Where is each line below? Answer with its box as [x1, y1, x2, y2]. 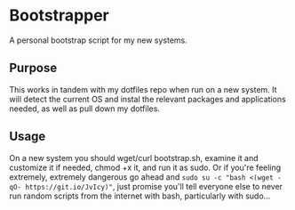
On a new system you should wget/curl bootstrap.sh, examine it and [9, 152, 259, 163]
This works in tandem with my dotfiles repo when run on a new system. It [9, 84, 277, 94]
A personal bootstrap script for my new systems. [9, 35, 188, 45]
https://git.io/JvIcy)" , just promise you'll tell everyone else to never [25, 181, 283, 191]
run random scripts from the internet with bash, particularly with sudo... [9, 190, 271, 201]
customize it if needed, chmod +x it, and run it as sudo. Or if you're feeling [9, 162, 282, 173]
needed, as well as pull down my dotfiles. [9, 103, 160, 114]
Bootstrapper [9, 5, 109, 26]
